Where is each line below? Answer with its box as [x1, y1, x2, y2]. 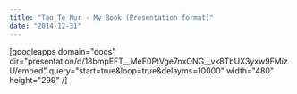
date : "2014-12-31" [9, 21, 82, 30]
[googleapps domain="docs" [9, 46, 116, 56]
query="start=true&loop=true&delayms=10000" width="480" [48, 64, 275, 76]
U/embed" [9, 64, 47, 76]
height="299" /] [9, 74, 68, 85]
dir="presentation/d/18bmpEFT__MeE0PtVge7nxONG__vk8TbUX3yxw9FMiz [9, 56, 288, 66]
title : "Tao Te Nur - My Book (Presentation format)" [9, 13, 215, 22]
